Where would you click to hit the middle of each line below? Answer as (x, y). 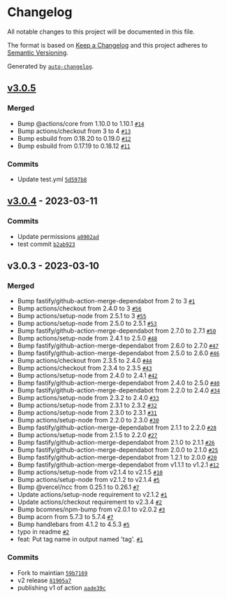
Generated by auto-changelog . (51, 66)
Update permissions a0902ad (58, 236)
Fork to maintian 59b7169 (52, 572)
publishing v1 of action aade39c (61, 587)
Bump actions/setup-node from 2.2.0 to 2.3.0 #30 (88, 420)
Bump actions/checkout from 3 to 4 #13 (74, 131)
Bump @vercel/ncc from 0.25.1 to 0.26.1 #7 (78, 487)
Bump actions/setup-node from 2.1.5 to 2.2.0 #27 (87, 435)
